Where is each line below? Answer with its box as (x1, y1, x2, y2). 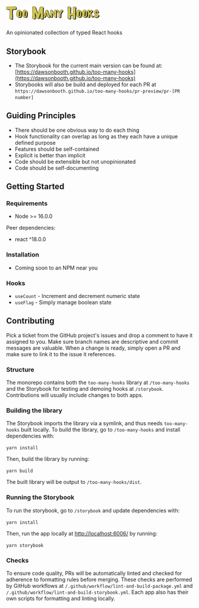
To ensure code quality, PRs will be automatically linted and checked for (6, 570, 182, 577)
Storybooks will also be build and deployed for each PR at (14, 81, 156, 88)
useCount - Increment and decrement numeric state (14, 293, 140, 300)
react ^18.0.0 (14, 236, 46, 243)
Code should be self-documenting (14, 164, 99, 172)
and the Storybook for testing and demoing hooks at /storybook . (6, 385, 164, 392)
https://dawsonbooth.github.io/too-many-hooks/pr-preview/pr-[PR (14, 88, 180, 94)
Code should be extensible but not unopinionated (14, 158, 136, 165)
